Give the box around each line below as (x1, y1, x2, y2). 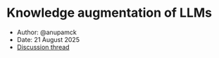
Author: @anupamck (16, 28, 77, 36)
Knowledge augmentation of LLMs (6, 5, 213, 21)
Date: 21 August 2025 (16, 35, 80, 43)
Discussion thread (16, 43, 70, 51)
